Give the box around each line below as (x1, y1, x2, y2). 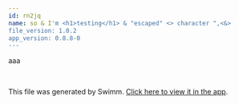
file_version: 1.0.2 (8, 26, 78, 34)
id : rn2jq (8, 11, 42, 20)
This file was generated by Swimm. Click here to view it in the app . (8, 87, 229, 97)
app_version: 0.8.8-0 (8, 34, 81, 42)
